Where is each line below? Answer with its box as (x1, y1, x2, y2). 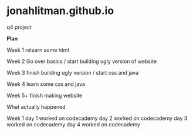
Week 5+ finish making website (6, 92, 83, 99)
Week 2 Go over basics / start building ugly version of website (6, 58, 157, 65)
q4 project (6, 24, 32, 31)
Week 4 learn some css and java (6, 81, 86, 88)
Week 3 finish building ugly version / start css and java (6, 69, 139, 76)
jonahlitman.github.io (6, 4, 114, 18)
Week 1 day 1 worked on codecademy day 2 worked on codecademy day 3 (6, 115, 188, 122)
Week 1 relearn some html (6, 46, 69, 53)
